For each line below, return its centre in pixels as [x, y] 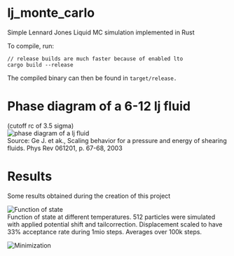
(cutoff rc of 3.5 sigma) [41, 126]
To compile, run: [31, 46]
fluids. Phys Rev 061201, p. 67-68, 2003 [65, 148]
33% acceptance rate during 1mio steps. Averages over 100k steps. [104, 231]
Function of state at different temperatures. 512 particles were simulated [111, 217]
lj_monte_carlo [51, 13]
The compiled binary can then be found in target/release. [92, 78]
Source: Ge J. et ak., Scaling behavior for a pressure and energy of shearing [117, 140]
